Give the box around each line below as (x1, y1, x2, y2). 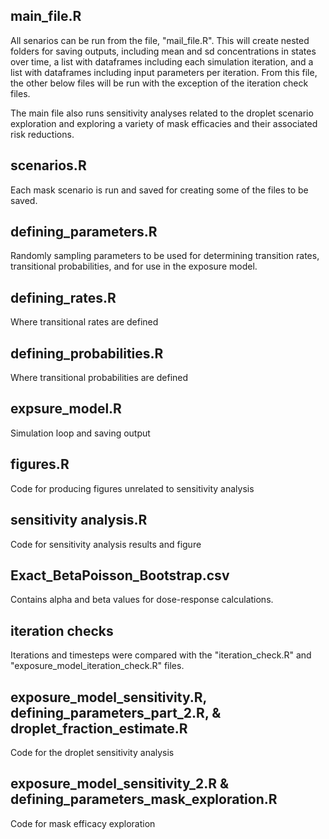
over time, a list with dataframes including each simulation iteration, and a (10, 55, 314, 68)
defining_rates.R (10, 289, 117, 306)
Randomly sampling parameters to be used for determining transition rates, (10, 250, 320, 262)
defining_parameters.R (10, 224, 158, 241)
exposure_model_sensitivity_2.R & (10, 775, 230, 793)
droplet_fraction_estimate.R (10, 720, 188, 737)
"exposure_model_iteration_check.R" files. (10, 660, 185, 672)
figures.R (10, 456, 70, 473)
